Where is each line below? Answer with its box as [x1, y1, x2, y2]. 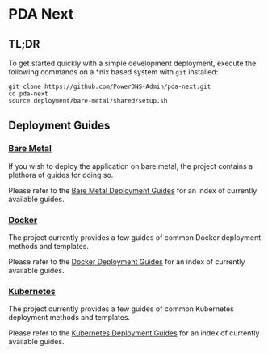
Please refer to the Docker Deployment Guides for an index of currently [8, 256, 245, 267]
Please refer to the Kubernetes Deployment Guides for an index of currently [8, 328, 260, 338]
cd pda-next [8, 90, 48, 98]
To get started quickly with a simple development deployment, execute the [8, 58, 257, 68]
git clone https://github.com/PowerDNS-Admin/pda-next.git [8, 82, 211, 91]
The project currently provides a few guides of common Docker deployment [8, 232, 262, 242]
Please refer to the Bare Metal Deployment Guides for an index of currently [8, 185, 258, 195]
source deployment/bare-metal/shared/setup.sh [8, 97, 168, 105]
